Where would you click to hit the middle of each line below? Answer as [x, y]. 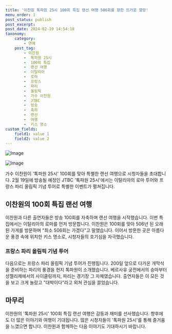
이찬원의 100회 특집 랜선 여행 [49, 204]
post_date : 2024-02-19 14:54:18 [40, 29]
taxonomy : [16, 34]
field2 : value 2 [32, 139]
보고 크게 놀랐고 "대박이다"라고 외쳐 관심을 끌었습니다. [65, 283]
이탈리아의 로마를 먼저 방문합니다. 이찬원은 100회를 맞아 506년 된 [88, 224]
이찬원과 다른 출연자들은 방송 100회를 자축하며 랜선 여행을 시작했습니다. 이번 [82, 218]
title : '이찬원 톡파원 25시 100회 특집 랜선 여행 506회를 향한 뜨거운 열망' [77, 10]
